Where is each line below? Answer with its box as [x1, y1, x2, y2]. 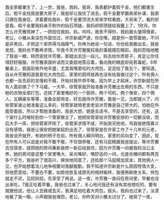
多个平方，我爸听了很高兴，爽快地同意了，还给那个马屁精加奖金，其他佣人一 [5, 157, 159, 163]
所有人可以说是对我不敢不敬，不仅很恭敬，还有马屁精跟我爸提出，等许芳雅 [9, 139, 159, 144]
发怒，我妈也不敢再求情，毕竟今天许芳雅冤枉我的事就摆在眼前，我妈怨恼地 [5, 47, 155, 53]
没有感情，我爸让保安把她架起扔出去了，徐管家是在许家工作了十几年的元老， [5, 127, 159, 132]
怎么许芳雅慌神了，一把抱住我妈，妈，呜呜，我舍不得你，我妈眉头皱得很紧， [5, 29, 159, 34]
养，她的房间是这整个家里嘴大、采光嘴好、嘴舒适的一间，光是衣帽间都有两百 [5, 151, 159, 157]
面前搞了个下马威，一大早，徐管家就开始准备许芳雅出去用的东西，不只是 [13, 84, 159, 90]
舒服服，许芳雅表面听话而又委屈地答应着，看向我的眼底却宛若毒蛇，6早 [13, 59, 158, 65]
